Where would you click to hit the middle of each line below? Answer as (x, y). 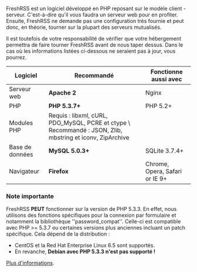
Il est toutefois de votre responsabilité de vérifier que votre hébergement (94, 38)
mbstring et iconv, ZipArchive (89, 137)
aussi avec (167, 79)
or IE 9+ (156, 179)
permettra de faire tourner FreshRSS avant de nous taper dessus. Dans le (95, 45)
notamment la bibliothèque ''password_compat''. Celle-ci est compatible (94, 221)
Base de (20, 147)
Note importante (30, 196)
